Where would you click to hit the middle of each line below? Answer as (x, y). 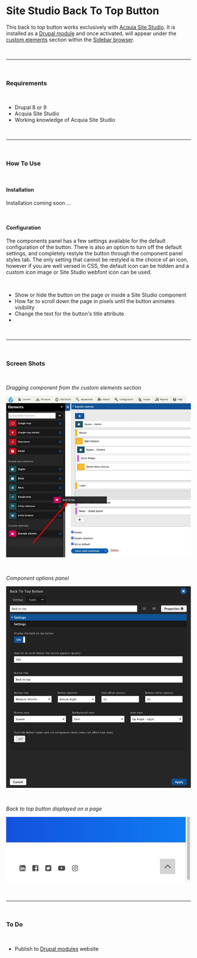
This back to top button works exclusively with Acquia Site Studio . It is (91, 27)
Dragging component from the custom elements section (74, 388)
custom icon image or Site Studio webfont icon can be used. (79, 272)
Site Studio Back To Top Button (83, 11)
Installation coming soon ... (39, 203)
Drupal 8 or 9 (30, 108)
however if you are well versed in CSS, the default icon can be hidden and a (98, 265)
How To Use (23, 164)
